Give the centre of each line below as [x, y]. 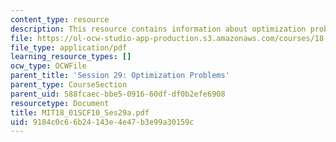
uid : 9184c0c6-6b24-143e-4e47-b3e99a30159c [102, 122]
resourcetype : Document [60, 103]
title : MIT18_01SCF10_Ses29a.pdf [80, 112]
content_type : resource [60, 19]
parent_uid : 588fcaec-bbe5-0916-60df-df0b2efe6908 [118, 94]
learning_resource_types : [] [71, 57]
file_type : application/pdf [69, 47]
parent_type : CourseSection [69, 85]
